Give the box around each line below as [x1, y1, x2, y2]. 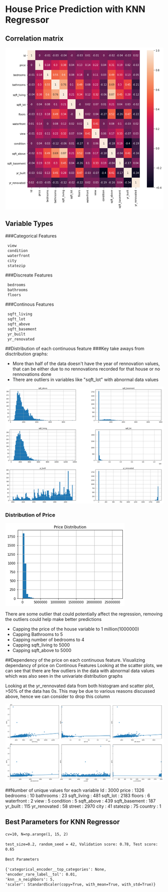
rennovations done [12, 371, 52, 377]
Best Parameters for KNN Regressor [5, 818, 120, 826]
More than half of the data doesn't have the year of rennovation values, [12, 360, 160, 366]
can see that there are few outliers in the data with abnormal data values [5, 668, 155, 674]
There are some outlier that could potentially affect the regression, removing [5, 611, 163, 617]
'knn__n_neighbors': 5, [5, 877, 55, 882]
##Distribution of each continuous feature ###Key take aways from [5, 345, 144, 351]
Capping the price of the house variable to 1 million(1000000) [12, 626, 139, 632]
